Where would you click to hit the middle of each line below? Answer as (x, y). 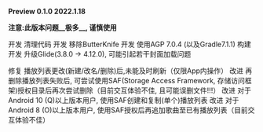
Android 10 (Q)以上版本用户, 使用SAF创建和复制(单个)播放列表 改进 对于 (124, 100)
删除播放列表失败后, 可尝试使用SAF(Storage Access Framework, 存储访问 (127, 81)
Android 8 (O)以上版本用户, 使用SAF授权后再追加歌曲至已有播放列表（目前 (128, 110)
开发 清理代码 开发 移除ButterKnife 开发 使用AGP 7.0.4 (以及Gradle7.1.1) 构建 (130, 44)
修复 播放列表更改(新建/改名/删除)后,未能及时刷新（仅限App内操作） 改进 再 (130, 71)
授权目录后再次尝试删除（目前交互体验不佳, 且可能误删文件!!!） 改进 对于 (135, 90)
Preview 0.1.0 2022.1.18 (47, 11)
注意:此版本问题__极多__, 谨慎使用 (62, 27)
